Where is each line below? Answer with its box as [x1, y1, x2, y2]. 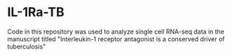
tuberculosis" [7, 42, 46, 50]
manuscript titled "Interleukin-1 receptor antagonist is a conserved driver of [7, 34, 226, 43]
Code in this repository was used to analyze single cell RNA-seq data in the [7, 27, 225, 36]
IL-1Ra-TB [7, 4, 64, 20]
